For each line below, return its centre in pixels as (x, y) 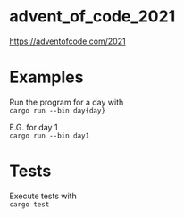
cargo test (29, 204)
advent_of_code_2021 (92, 17)
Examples (46, 77)
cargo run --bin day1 (50, 136)
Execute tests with (43, 196)
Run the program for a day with (67, 102)
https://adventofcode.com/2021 (68, 41)
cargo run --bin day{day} (57, 110)
